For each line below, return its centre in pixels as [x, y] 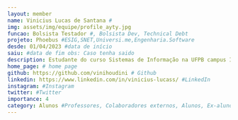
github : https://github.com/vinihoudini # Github [82, 73]
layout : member [30, 14]
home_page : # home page [42, 66]
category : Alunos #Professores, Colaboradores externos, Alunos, [106, 106]
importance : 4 [28, 100]
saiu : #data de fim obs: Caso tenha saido [71, 54]
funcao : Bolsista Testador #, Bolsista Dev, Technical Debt [98, 34]
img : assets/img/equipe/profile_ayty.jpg [69, 27]
